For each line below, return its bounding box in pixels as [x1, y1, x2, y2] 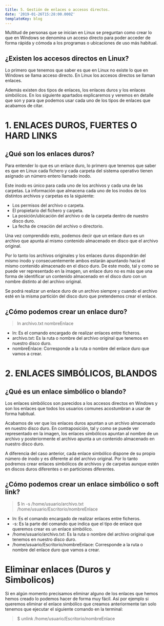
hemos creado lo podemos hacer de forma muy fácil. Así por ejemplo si [5, 596, 149, 602]
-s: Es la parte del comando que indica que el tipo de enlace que [12, 521, 143, 527]
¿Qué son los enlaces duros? [5, 150, 95, 158]
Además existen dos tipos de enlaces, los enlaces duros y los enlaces [5, 87, 145, 93]
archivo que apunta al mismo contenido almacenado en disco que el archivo [5, 238, 159, 244]
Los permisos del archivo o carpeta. [12, 203, 85, 209]
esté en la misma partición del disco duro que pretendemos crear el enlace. [5, 293, 157, 299]
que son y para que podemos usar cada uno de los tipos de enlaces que [5, 97, 150, 103]
